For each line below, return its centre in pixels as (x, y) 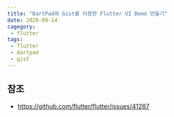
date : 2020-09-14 (32, 20)
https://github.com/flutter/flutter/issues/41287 (84, 106)
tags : (15, 40)
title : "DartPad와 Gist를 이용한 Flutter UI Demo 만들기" (87, 14)
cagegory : (22, 26)
